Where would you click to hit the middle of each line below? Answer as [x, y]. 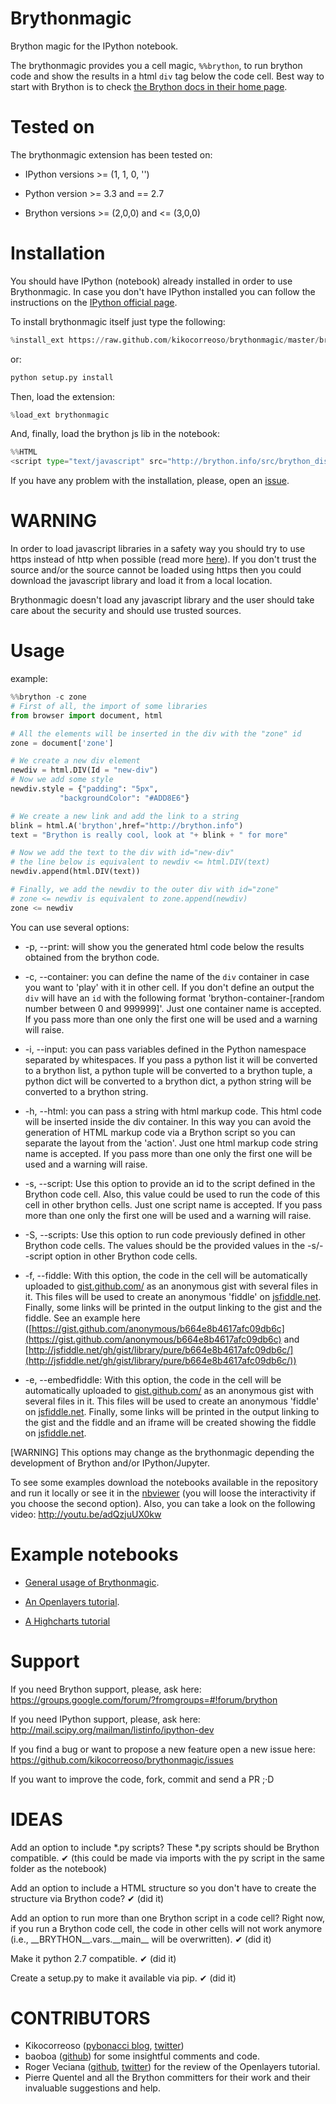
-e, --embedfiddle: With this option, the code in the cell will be [153, 1379]
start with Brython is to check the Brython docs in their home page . [149, 86]
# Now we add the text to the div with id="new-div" [122, 853]
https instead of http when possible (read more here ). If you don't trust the [163, 559]
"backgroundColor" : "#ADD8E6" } [124, 798]
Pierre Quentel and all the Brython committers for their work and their [167, 2078]
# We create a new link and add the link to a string [125, 816]
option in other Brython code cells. [126, 1256]
